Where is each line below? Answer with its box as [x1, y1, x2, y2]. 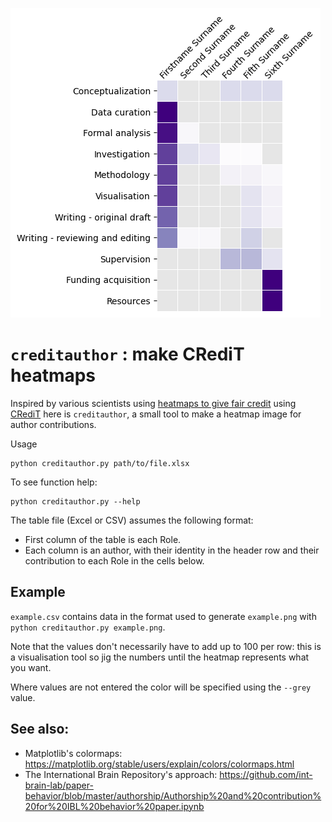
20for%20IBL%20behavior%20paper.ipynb [24, 800, 205, 812]
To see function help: [10, 476, 98, 488]
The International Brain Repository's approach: [24, 768, 218, 780]
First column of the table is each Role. [24, 533, 182, 545]
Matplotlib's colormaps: [24, 747, 123, 759]
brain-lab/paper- [24, 779, 94, 791]
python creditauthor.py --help [10, 496, 141, 507]
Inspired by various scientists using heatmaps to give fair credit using [10, 397, 297, 409]
